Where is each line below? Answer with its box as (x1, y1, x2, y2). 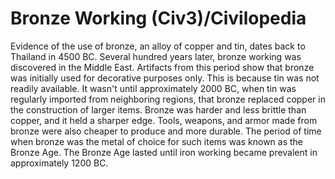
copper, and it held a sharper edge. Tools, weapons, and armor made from (10, 114, 318, 126)
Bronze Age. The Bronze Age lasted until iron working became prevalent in (10, 146, 318, 158)
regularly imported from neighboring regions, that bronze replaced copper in (10, 93, 326, 105)
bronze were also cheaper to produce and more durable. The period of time (10, 125, 322, 137)
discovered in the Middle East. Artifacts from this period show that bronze (10, 61, 315, 73)
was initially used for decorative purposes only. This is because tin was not (10, 72, 320, 84)
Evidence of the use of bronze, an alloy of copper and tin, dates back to (10, 40, 306, 52)
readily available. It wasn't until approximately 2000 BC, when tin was (10, 82, 297, 94)
